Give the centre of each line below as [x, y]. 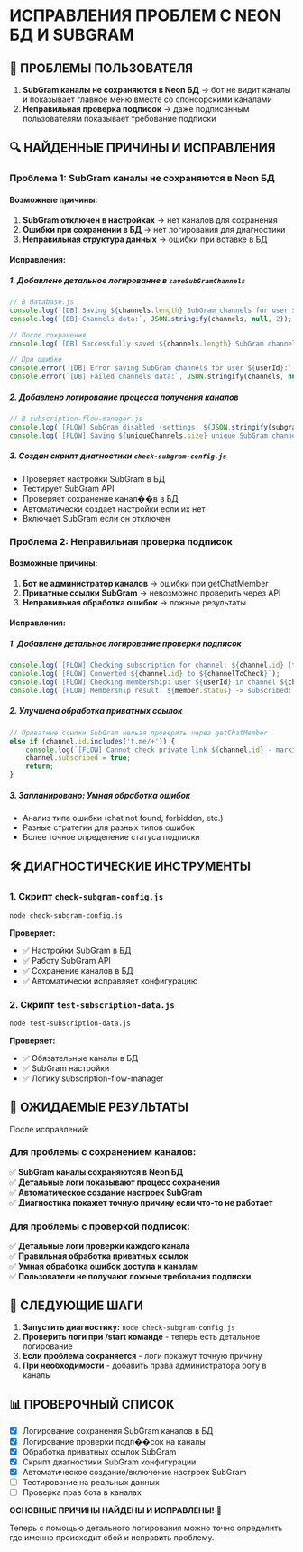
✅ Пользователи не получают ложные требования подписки [130, 1277]
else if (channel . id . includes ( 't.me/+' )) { [92, 741]
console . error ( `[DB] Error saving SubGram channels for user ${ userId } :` [151, 368]
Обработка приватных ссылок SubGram [99, 1451]
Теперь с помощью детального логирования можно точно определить [146, 1528]
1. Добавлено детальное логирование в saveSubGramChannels [128, 280]
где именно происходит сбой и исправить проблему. [112, 1538]
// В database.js [42, 302]
